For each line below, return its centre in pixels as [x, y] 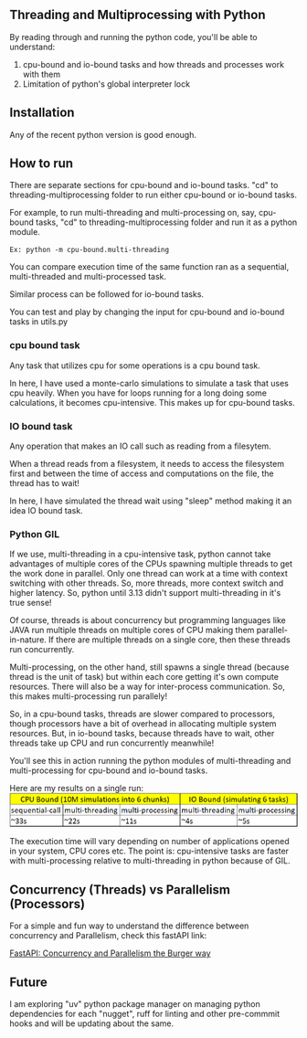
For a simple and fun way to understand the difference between [129, 926]
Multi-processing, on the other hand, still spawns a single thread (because [149, 667]
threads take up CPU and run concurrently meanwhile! [112, 743]
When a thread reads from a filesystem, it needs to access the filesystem [147, 464]
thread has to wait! [45, 483]
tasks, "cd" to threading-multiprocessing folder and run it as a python [167, 222]
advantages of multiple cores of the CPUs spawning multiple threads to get [151, 564]
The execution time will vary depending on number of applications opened [149, 842]
